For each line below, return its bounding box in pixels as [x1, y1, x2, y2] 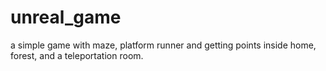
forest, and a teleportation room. [10, 49, 144, 61]
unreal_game [10, 6, 122, 29]
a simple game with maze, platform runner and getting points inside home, [10, 39, 317, 51]
